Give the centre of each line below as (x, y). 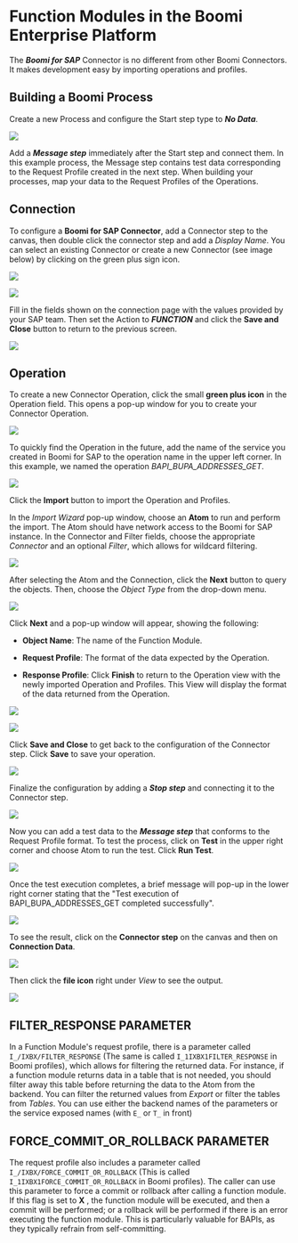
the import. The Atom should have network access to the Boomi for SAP (141, 527)
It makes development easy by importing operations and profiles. (129, 69)
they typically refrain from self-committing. (88, 1229)
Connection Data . (42, 946)
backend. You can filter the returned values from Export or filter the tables (145, 1094)
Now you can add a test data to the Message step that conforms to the (140, 832)
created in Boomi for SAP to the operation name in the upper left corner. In (145, 457)
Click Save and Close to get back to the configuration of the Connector (140, 744)
